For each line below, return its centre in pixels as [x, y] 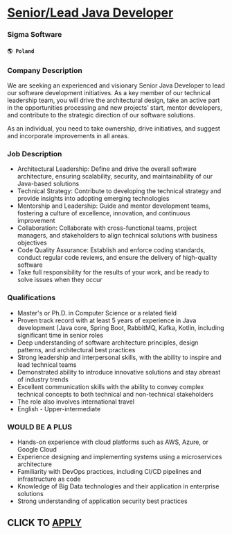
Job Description [35, 154]
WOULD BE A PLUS [40, 427]
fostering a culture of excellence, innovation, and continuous [104, 213]
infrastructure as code [49, 479]
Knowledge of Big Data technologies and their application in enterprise [118, 486]
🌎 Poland [21, 51]
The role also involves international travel [76, 402]
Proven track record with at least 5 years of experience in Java [107, 320]
